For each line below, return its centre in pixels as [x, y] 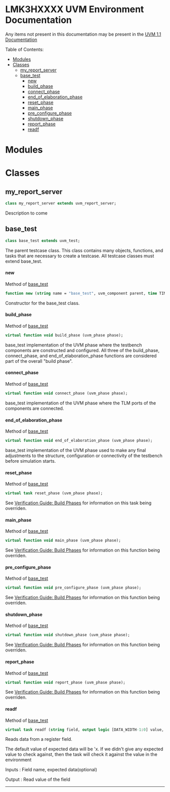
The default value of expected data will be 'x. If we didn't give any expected [84, 749]
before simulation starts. [31, 461]
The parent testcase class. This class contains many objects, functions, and [84, 250]
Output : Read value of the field [38, 779]
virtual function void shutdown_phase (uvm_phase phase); [68, 635]
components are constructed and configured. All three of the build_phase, [82, 350]
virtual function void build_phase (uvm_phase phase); [64, 335]
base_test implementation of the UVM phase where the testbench [74, 345]
